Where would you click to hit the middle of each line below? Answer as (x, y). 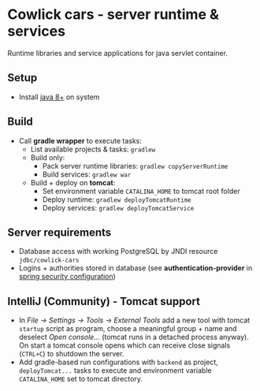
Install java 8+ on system (59, 97)
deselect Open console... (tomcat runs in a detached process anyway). (134, 337)
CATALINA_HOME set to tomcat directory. (81, 379)
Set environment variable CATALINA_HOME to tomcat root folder (141, 191)
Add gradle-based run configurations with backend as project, (118, 362)
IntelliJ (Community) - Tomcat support (104, 301)
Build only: (48, 157)
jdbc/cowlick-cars (49, 261)
